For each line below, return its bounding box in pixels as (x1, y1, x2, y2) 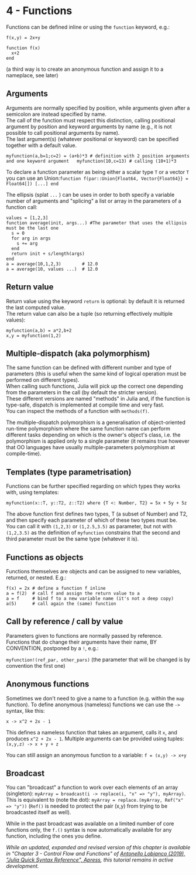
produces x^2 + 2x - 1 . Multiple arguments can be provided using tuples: (6, 735, 184, 742)
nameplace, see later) (6, 71, 59, 78)
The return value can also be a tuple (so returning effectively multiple (6, 310, 173, 317)
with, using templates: (6, 489, 60, 496)
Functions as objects (6, 552, 84, 562)
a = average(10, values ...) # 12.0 (6, 266, 98, 272)
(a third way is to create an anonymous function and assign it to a (6, 66, 164, 73)
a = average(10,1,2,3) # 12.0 (6, 261, 98, 267)
